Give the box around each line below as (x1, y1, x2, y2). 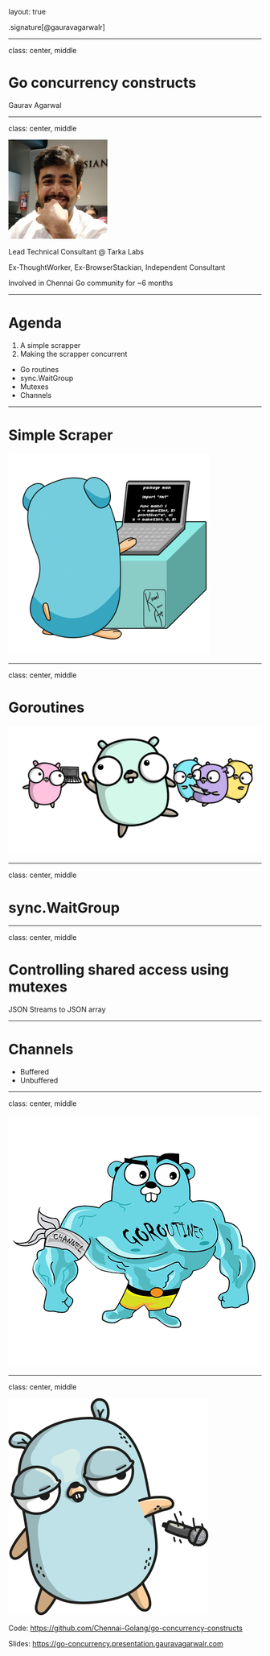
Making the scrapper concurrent (19, 349, 128, 358)
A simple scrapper (19, 340, 81, 350)
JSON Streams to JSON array (8, 1004, 106, 1014)
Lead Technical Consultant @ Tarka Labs (8, 246, 145, 256)
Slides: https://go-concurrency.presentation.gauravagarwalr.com (8, 1639, 223, 1649)
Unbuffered (19, 1075, 59, 1086)
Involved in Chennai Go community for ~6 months (8, 278, 174, 288)
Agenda (8, 314, 62, 333)
